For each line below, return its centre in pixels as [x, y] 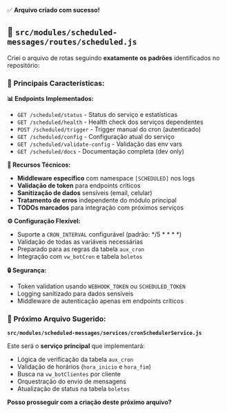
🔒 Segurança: [27, 270]
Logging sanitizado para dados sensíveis [75, 294]
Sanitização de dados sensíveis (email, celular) [85, 193]
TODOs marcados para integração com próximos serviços [100, 208]
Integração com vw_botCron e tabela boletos [80, 257]
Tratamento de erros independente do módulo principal [97, 201]
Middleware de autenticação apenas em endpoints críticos [100, 301]
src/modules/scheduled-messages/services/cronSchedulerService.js [105, 333]
